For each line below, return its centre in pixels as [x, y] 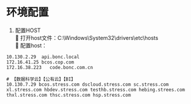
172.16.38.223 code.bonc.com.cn [50, 67]
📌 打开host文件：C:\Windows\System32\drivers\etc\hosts [86, 37]
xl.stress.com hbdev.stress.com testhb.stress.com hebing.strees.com [96, 89]
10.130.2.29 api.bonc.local [43, 57]
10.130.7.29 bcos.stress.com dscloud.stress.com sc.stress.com [88, 84]
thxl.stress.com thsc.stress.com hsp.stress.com [69, 95]
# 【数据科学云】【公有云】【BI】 [41, 79]
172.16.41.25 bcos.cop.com [40, 62]
